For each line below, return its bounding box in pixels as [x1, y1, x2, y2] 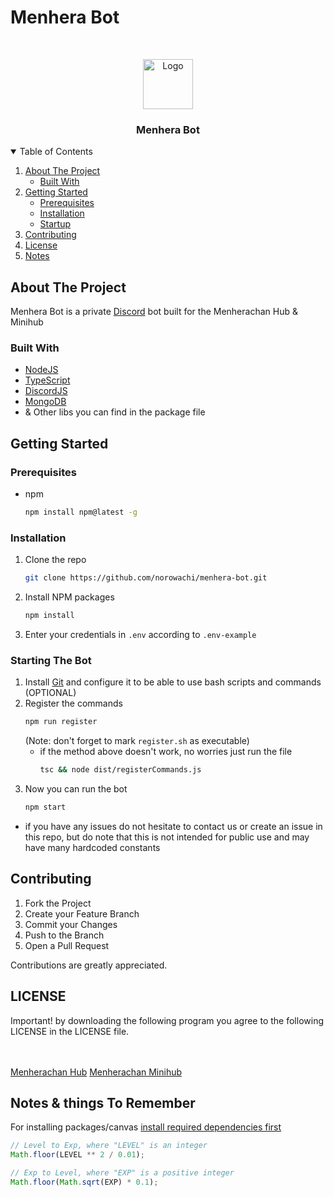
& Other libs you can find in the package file [24, 406, 206, 418]
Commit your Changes [24, 918, 118, 930]
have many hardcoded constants [24, 841, 161, 853]
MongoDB [24, 396, 67, 408]
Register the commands [24, 697, 123, 710]
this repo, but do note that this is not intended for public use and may [24, 831, 310, 843]
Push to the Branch [24, 929, 105, 941]
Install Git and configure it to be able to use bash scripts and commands [24, 676, 322, 688]
